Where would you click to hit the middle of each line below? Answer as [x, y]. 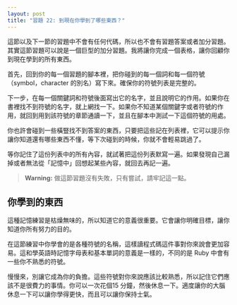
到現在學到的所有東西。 [41, 59]
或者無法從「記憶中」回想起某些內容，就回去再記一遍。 [93, 163]
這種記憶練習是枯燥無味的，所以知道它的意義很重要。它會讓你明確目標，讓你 [119, 220]
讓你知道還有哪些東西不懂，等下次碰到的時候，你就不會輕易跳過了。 [106, 139]
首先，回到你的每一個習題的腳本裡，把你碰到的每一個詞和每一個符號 [106, 74]
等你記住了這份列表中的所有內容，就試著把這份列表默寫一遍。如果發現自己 [115, 154]
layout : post [26, 14]
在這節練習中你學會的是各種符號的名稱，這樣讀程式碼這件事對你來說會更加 [115, 244]
